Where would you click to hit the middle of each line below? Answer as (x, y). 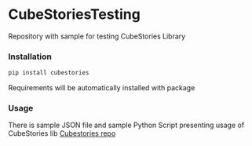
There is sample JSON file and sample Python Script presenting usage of (126, 125)
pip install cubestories (49, 73)
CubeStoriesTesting (75, 15)
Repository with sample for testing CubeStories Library (97, 36)
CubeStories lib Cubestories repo (62, 133)
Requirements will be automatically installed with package (102, 88)
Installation (30, 57)
